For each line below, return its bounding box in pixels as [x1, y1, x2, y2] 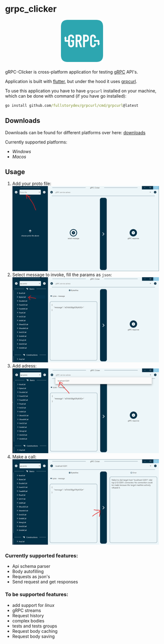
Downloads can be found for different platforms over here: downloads [5, 129, 145, 135]
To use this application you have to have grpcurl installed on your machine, [5, 88, 157, 94]
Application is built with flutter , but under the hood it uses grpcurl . [5, 78, 138, 84]
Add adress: [12, 362, 37, 369]
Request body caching [12, 628, 58, 634]
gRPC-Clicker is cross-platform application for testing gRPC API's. [5, 69, 138, 75]
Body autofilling [12, 568, 44, 574]
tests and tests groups [12, 623, 58, 629]
